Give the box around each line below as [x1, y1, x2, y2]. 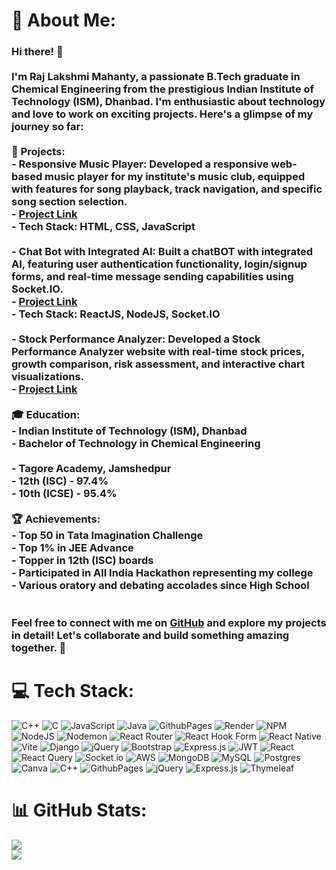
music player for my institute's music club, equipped [44, 170, 306, 184]
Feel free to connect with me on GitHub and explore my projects [11, 616, 327, 630]
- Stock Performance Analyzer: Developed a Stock [11, 332, 261, 346]
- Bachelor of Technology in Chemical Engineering [11, 437, 261, 451]
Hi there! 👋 [11, 45, 64, 59]
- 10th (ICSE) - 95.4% [11, 487, 118, 501]
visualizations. [11, 370, 85, 384]
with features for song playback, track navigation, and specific [11, 182, 323, 196]
